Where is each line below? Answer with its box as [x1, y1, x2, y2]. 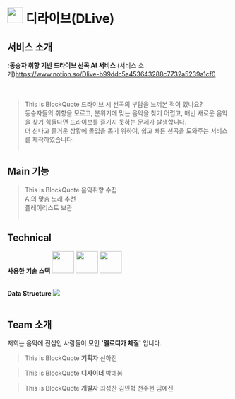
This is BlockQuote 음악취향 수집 [24, 185, 118, 194]
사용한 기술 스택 [7, 266, 51, 275]
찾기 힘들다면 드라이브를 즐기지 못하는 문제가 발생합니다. [32, 117, 187, 126]
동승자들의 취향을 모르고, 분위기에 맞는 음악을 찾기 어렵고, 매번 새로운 [24, 109, 215, 117]
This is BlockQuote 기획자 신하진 [24, 354, 118, 362]
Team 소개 [7, 319, 52, 331]
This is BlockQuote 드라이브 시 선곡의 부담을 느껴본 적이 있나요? [24, 100, 203, 108]
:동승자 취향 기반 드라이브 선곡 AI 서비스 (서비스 [7, 61, 137, 69]
